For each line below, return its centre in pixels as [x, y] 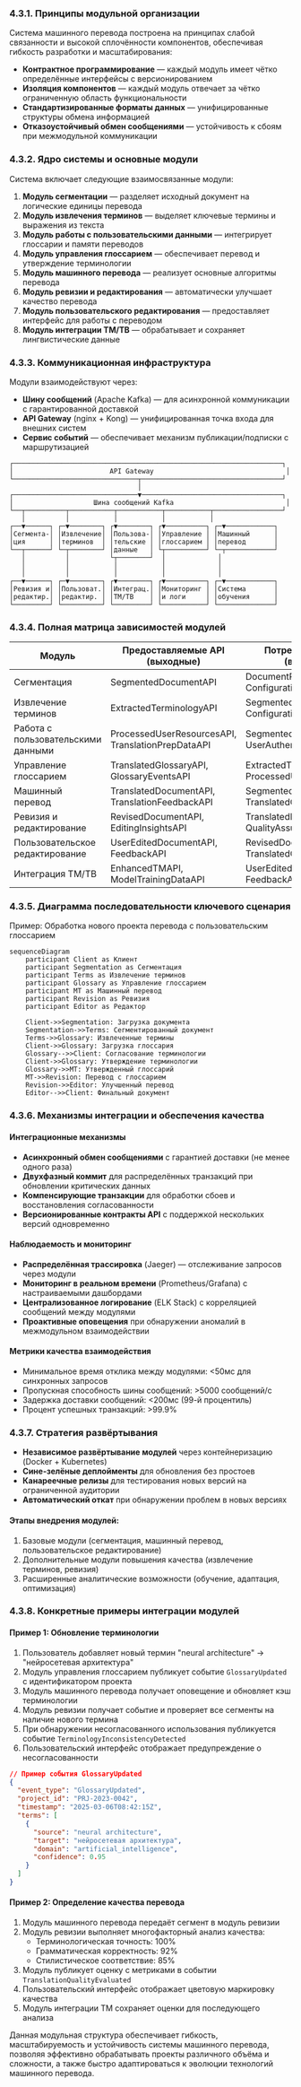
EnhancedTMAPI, [147, 868]
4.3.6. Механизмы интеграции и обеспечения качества [137, 1116]
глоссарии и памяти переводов [83, 244]
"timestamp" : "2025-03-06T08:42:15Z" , [90, 1807]
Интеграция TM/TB [55, 874]
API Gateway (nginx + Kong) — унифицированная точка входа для [148, 418]
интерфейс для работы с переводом [92, 320]
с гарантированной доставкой [80, 409]
